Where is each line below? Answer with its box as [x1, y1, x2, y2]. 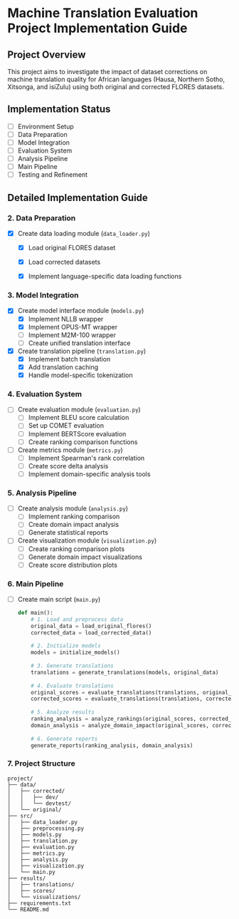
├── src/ [7, 812, 33, 819]
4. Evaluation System [7, 389, 83, 399]
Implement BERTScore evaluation [28, 429, 127, 438]
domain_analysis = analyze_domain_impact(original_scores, [31, 722, 210, 729]
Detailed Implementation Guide [7, 191, 148, 204]
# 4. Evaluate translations [31, 682, 114, 689]
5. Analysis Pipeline [7, 488, 77, 498]
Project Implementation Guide [7, 20, 188, 36]
